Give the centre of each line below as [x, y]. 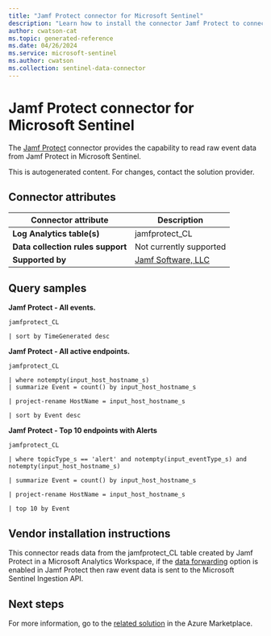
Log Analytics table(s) [56, 233]
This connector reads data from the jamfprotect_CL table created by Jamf [131, 553]
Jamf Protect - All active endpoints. [69, 351]
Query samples [48, 288]
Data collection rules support [70, 247]
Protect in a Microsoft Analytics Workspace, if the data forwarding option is [133, 562]
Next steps [36, 604]
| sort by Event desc [45, 416]
